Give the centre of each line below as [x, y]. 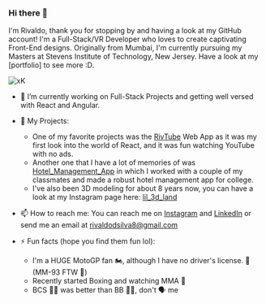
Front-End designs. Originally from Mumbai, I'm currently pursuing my [125, 48]
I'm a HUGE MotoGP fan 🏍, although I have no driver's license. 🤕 [141, 261]
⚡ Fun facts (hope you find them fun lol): [88, 241]
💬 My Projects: [45, 121]
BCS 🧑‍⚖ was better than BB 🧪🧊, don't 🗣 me [105, 290]
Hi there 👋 [28, 13]
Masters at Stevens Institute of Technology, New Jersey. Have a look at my [133, 57]
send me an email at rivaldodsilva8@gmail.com [99, 225]
